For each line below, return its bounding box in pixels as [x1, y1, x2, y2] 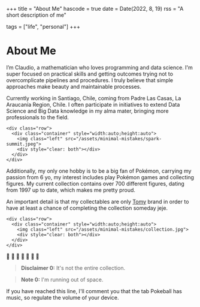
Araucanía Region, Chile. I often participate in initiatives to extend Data [6, 101, 180, 108]
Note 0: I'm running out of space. [20, 276, 104, 283]
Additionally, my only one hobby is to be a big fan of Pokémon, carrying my [6, 167, 192, 174]
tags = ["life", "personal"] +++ [6, 23, 81, 30]
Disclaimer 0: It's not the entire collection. [20, 264, 126, 272]
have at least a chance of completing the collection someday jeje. [6, 204, 168, 212]
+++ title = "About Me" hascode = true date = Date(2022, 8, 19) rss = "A [6, 5, 184, 12]
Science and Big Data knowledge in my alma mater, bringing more [6, 107, 169, 115]
